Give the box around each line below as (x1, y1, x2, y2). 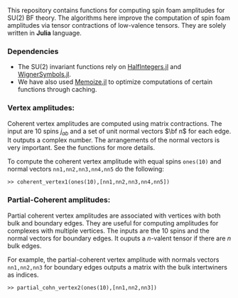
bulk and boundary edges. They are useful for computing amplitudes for (7, 218, 219, 227)
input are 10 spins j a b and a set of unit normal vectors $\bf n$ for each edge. (7, 127, 232, 137)
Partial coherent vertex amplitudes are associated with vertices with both (7, 211, 222, 220)
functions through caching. (17, 85, 97, 94)
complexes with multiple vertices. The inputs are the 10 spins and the (7, 226, 210, 235)
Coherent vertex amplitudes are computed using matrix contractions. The (7, 119, 222, 127)
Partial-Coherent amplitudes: (7, 195, 111, 205)
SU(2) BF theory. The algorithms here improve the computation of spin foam (7, 14, 231, 22)
